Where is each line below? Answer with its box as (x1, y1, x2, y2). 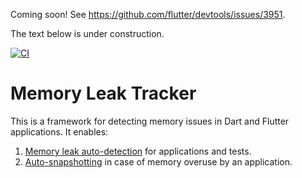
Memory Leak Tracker (10, 82, 197, 105)
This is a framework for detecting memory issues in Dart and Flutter (10, 115, 290, 127)
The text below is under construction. (10, 28, 165, 39)
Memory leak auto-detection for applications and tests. (24, 145, 252, 157)
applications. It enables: (10, 125, 109, 138)
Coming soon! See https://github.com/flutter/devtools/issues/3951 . (10, 9, 286, 20)
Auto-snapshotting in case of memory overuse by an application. (24, 155, 293, 168)
